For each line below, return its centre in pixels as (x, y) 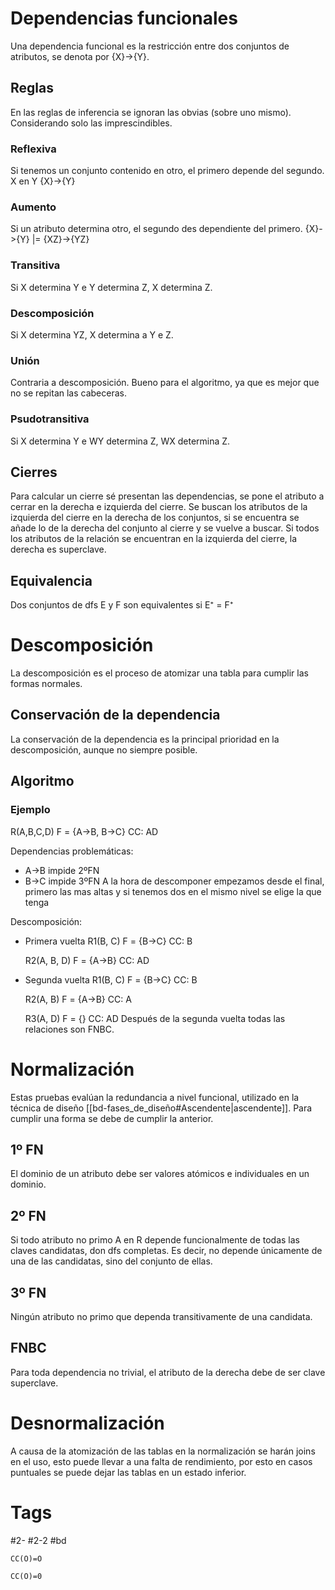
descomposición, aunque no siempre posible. (104, 749)
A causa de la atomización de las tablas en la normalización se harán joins (163, 1451)
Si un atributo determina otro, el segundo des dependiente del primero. (156, 229)
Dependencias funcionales (124, 18)
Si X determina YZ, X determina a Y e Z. (92, 334)
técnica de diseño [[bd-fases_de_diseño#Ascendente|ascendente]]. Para (161, 1108)
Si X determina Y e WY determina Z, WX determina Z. (120, 441)
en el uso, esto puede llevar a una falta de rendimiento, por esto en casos (161, 1461)
